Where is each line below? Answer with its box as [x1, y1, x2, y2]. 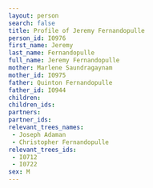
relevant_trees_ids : [8, 146, 78, 154]
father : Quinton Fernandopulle [8, 78, 113, 86]
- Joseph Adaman [11, 130, 66, 138]
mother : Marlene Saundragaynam [8, 64, 113, 72]
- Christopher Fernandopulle [11, 138, 110, 146]
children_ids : [8, 101, 56, 109]
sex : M [8, 168, 30, 176]
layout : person [8, 11, 59, 20]
